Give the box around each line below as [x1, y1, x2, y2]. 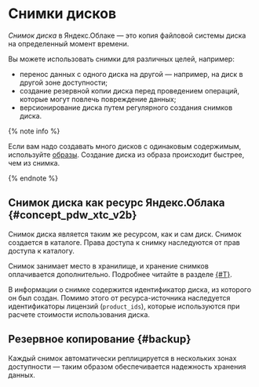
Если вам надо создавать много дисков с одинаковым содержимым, [8, 141, 242, 151]
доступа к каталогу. [8, 246, 75, 255]
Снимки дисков [8, 5, 117, 23]
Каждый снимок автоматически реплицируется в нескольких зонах [8, 353, 237, 363]
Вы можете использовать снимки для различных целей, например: [8, 54, 235, 64]
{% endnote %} [8, 173, 59, 183]
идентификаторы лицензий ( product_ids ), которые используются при [8, 301, 240, 311]
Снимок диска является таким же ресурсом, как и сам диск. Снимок [8, 229, 242, 239]
